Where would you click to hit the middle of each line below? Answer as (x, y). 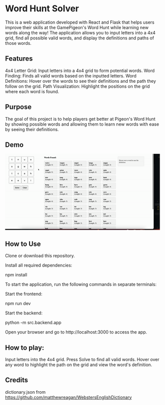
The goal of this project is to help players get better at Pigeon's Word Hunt (80, 119)
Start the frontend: (24, 294)
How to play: (25, 348)
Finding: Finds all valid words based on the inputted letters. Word (71, 76)
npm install (16, 275)
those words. (18, 43)
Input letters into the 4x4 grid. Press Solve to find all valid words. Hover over (82, 359)
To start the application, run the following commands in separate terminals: (81, 284)
